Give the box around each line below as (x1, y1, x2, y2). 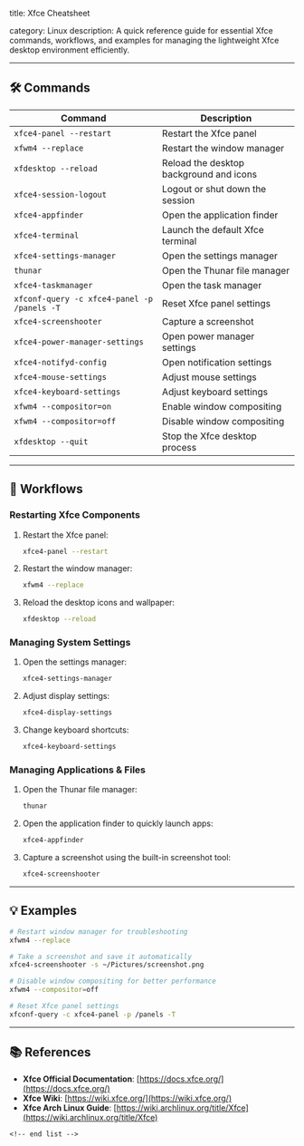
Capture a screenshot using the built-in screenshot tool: (22, 852, 232, 863)
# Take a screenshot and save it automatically (9, 952, 193, 961)
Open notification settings (161, 355, 272, 368)
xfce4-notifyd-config (14, 357, 107, 367)
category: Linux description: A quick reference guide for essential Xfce (9, 25, 273, 35)
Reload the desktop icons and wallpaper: (22, 597, 175, 608)
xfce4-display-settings (22, 708, 113, 717)
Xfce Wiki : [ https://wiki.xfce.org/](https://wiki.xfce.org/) (22, 1093, 233, 1103)
